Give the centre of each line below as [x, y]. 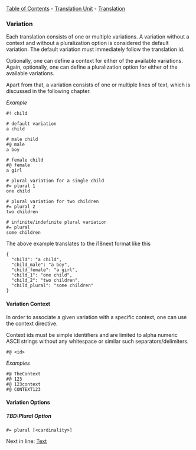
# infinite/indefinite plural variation [57, 222]
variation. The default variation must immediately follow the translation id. [95, 49]
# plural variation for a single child [55, 181]
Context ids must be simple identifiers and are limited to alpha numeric [92, 335]
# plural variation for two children [53, 202]
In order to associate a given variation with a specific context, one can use [97, 317]
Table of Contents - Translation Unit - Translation [66, 9]
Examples [18, 363]
